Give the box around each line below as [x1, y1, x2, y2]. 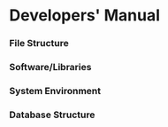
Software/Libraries [9, 61, 92, 74]
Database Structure [9, 108, 95, 121]
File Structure [9, 37, 69, 50]
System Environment [9, 84, 102, 97]
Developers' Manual [9, 5, 161, 26]
